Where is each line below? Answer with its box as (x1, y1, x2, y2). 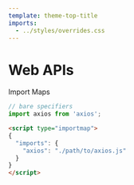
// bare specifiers (8, 103, 73, 111)
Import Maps (8, 87, 50, 96)
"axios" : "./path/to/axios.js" (22, 147, 127, 155)
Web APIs (8, 61, 74, 79)
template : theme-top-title (8, 11, 98, 20)
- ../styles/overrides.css (15, 26, 105, 34)
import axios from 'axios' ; (8, 110, 102, 118)
